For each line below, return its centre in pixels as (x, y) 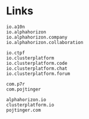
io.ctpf (16, 53)
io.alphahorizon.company (37, 37)
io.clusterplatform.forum (38, 73)
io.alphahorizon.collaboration (45, 42)
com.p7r (16, 84)
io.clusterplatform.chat (37, 68)
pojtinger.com (24, 110)
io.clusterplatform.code (37, 63)
